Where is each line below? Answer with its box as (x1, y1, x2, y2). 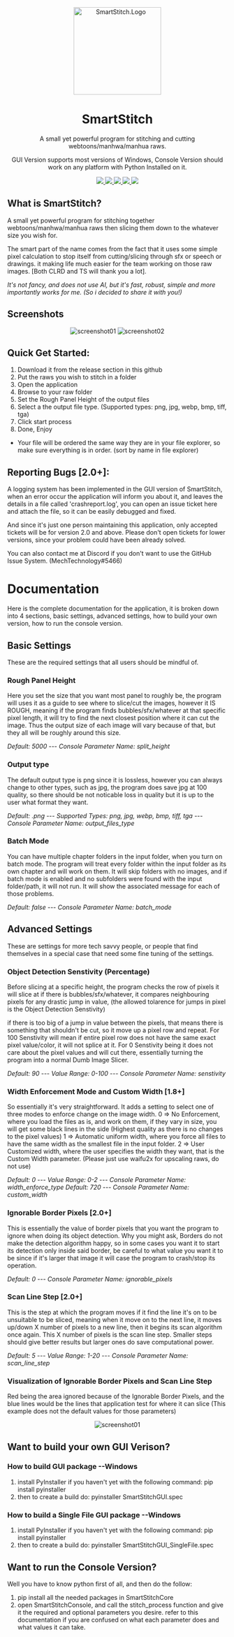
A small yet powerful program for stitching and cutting (39, 134, 196, 143)
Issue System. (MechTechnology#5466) (7, 556, 123, 565)
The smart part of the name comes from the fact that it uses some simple (7, 244, 218, 253)
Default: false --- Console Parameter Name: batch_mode (7, 903, 173, 911)
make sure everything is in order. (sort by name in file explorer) (17, 446, 199, 454)
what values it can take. (17, 1623, 86, 1631)
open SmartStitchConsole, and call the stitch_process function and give (17, 1601, 224, 1609)
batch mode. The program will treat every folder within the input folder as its (7, 859, 227, 868)
